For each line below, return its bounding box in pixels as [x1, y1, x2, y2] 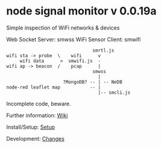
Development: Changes [6, 135, 65, 142]
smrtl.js [92, 47, 114, 54]
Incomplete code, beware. [6, 100, 71, 107]
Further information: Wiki [6, 111, 68, 119]
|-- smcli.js [98, 89, 131, 96]
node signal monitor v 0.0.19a [6, 4, 157, 18]
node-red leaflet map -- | [6, 84, 101, 90]
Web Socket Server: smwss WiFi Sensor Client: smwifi [6, 35, 141, 43]
